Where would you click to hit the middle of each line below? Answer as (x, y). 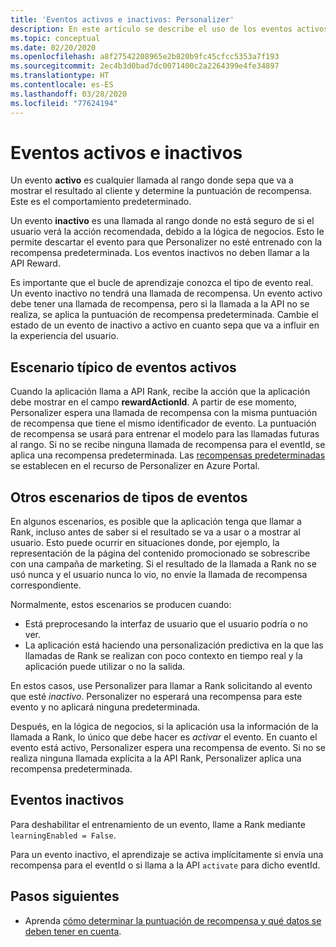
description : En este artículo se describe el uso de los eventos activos (169, 29)
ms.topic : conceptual (55, 38)
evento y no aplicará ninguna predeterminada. (105, 707)
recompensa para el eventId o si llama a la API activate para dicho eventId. (165, 865)
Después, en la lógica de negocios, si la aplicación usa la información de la (164, 727)
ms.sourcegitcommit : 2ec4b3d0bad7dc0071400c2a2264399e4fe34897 (145, 66)
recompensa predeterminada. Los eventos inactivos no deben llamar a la (160, 253)
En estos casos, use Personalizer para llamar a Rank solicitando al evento (161, 686)
